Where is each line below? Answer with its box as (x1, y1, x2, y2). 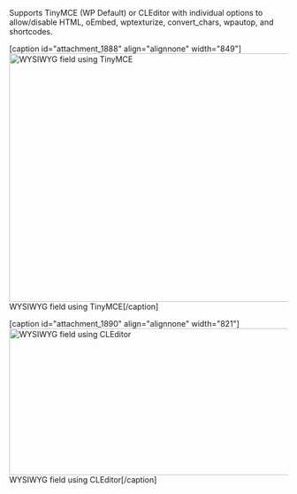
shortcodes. (9, 27, 53, 36)
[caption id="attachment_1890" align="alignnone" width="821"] (9, 319, 240, 328)
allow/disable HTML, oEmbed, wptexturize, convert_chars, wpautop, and (9, 17, 274, 27)
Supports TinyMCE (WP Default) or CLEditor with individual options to (9, 8, 263, 18)
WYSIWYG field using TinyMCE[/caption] (9, 301, 159, 312)
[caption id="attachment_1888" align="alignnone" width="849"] (9, 43, 241, 54)
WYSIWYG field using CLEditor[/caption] (9, 475, 157, 485)
